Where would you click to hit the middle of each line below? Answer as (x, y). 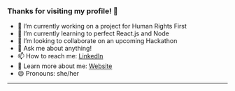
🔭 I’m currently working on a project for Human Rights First (102, 26)
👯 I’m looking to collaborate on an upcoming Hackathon (97, 41)
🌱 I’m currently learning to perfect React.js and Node (93, 33)
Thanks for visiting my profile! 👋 (63, 11)
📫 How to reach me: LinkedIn (60, 56)
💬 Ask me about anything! (55, 49)
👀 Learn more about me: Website (65, 66)
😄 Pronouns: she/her (48, 74)
